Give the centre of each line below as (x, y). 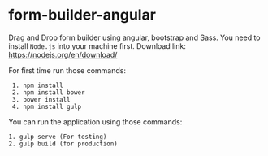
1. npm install (37, 85)
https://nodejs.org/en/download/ (63, 54)
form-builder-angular (82, 15)
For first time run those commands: (67, 70)
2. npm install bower (48, 92)
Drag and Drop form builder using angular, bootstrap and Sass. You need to (134, 37)
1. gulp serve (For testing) (58, 136)
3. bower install (41, 99)
